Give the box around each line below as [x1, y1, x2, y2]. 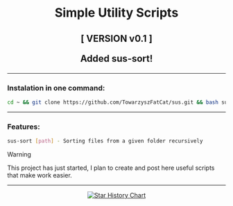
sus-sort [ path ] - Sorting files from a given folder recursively [7, 138, 203, 145]
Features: [7, 122, 40, 132]
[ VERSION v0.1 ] [80, 33, 153, 45]
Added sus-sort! [80, 52, 153, 64]
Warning [7, 150, 31, 158]
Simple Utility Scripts [54, 5, 179, 21]
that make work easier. [7, 171, 73, 179]
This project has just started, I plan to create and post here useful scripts [7, 164, 215, 172]
